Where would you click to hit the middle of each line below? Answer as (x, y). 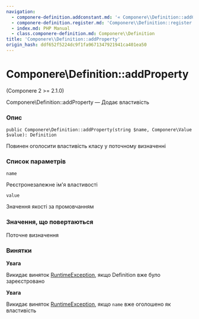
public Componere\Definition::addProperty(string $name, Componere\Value (99, 130)
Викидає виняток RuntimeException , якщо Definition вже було (84, 275)
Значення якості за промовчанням (50, 207)
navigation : (21, 12)
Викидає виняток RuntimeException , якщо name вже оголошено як (89, 304)
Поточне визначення (33, 235)
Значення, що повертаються (50, 222)
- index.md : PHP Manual (41, 28)
